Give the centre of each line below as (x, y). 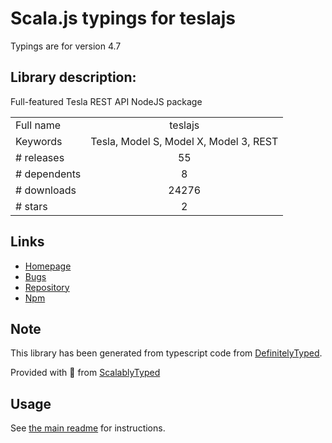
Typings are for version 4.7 (66, 46)
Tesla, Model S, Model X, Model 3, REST (184, 141)
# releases (40, 157)
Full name (38, 125)
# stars (31, 206)
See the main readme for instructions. (88, 428)
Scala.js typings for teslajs (123, 18)
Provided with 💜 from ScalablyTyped (85, 373)
